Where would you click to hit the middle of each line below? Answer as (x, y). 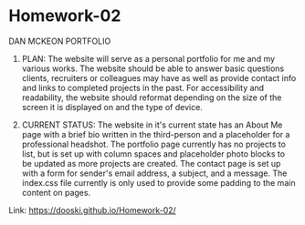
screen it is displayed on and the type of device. (112, 107)
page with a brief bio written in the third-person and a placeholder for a (156, 134)
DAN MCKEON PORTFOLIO (60, 41)
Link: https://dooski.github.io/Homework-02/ (93, 210)
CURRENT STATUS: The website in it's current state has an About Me (152, 125)
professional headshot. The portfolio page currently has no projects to (154, 144)
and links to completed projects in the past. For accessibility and (143, 87)
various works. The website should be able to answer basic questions (153, 68)
